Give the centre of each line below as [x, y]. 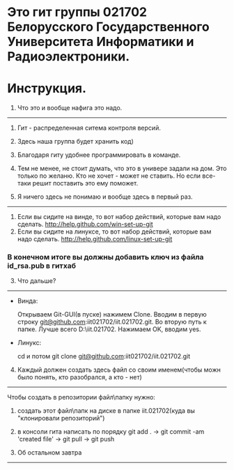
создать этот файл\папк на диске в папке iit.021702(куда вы [106, 411]
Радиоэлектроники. [69, 57]
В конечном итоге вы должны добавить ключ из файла [106, 257]
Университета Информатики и [101, 42]
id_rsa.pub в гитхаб [42, 266]
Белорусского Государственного [109, 27]
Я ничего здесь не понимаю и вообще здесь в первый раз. [105, 197]
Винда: [28, 301]
